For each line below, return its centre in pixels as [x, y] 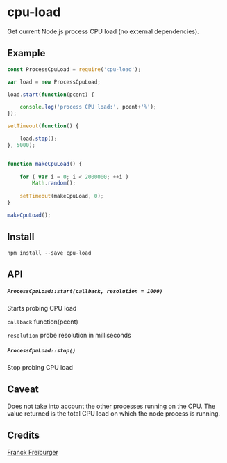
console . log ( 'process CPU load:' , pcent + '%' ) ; [88, 107]
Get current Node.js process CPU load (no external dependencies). [103, 31]
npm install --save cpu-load [49, 253]
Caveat [23, 390]
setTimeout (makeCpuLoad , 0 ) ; [62, 196]
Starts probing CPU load [42, 308]
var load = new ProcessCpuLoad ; [54, 82]
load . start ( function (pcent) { [51, 95]
